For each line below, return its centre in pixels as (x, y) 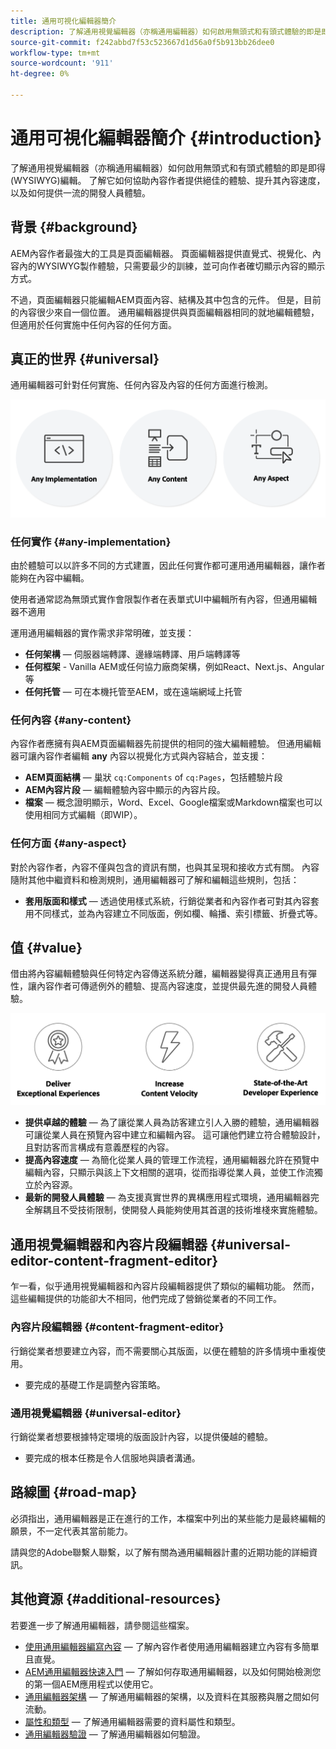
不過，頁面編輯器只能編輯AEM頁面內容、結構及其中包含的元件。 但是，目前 (166, 299)
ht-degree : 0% (40, 74)
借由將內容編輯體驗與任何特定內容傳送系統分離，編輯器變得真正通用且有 (159, 974)
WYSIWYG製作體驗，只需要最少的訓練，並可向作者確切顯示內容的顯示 (181, 266)
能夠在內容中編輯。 (50, 577)
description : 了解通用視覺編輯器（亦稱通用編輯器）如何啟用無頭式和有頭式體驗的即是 (166, 31)
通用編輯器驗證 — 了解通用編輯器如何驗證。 (115, 1734)
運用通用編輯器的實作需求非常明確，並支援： (102, 632)
